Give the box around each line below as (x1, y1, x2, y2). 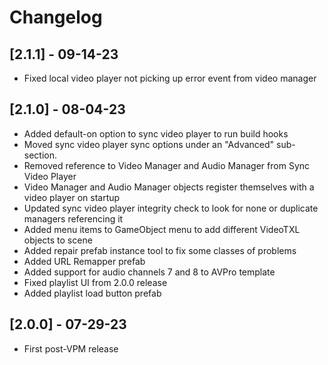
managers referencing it (23, 212, 124, 225)
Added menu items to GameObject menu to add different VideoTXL (23, 223, 301, 235)
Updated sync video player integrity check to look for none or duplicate (23, 202, 319, 214)
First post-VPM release (23, 342, 119, 355)
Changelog (9, 6, 103, 29)
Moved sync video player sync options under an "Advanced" (23, 138, 275, 150)
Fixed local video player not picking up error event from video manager (23, 72, 317, 84)
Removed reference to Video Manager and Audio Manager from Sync (23, 159, 311, 171)
